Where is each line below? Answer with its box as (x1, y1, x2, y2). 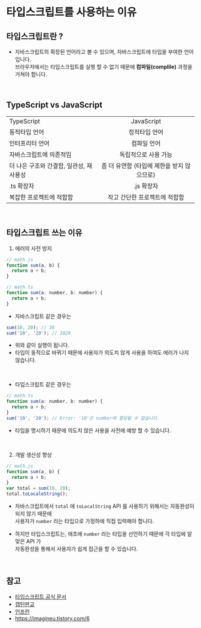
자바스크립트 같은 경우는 (14, 312, 72, 319)
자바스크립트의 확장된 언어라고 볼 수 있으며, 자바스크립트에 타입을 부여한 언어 (14, 49, 194, 55)
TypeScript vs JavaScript (6, 100, 103, 110)
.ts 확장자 (9, 182, 35, 190)
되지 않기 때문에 (14, 510, 52, 517)
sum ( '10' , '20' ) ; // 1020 (6, 330, 71, 336)
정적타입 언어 (128, 128, 163, 136)
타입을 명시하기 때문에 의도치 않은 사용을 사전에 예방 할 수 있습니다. (14, 427, 172, 434)
